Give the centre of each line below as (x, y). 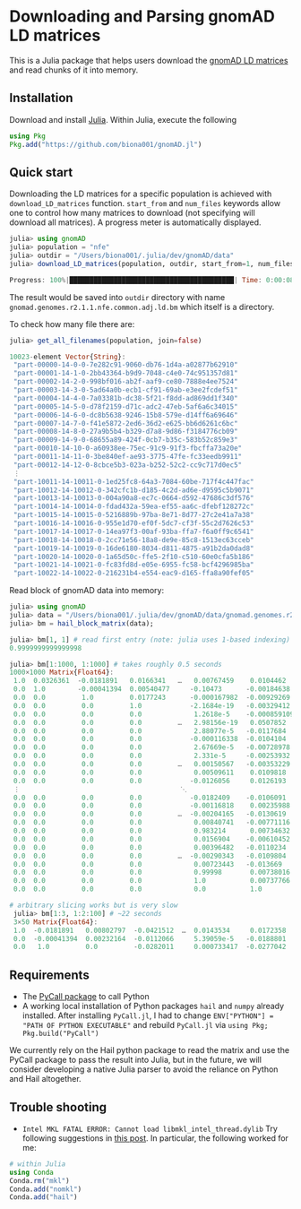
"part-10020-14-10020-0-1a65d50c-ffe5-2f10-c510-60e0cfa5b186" (133, 557)
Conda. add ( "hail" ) (43, 1197)
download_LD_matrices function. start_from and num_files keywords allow (145, 203)
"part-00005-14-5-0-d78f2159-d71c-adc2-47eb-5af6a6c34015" (126, 406)
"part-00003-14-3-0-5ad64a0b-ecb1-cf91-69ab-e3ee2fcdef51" (126, 390)
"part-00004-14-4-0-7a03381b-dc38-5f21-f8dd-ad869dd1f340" (126, 398)
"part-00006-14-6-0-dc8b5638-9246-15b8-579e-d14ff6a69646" (126, 415)
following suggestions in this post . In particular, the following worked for (155, 1138)
